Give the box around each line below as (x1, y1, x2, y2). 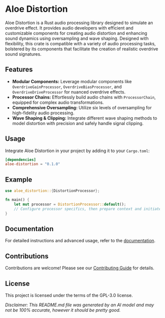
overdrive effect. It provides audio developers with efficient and (5, 25, 134, 31)
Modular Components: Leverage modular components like (12, 78, 132, 84)
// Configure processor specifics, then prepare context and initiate (14, 206, 162, 211)
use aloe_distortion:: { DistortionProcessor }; (5, 189, 100, 193)
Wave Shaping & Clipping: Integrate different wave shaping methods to (12, 115, 157, 121)
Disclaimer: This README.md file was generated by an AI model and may (5, 302, 154, 308)
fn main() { (5, 197, 29, 202)
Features (5, 65, 33, 74)
